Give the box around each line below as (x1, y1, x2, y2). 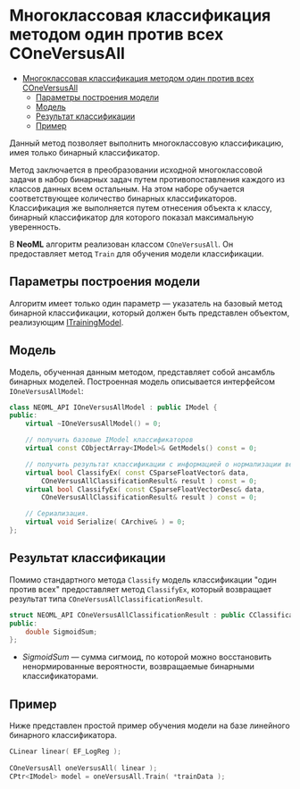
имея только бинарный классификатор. (9, 147, 161, 157)
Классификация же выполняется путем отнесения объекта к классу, (9, 202, 272, 213)
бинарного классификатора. (9, 730, 118, 741)
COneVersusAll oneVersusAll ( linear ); (9, 763, 158, 773)
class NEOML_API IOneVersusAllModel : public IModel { (9, 403, 218, 412)
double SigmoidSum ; (25, 627, 98, 636)
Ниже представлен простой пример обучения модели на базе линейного (9, 720, 290, 731)
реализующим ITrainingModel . (9, 316, 124, 327)
